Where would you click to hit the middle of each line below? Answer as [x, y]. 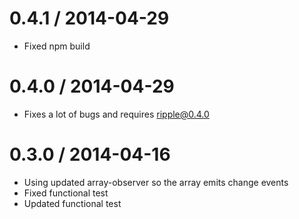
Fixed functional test [66, 193]
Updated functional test [72, 203]
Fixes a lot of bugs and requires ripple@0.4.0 [116, 114]
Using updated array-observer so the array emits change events [156, 182]
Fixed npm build [57, 46]
